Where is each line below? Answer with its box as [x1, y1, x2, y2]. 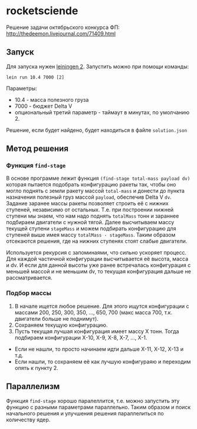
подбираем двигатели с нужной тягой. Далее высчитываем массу [6, 219, 175, 226]
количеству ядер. [6, 416, 51, 423]
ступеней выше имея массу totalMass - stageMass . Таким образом [6, 231, 176, 238]
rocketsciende [6, 4, 78, 18]
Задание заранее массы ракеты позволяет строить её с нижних [6, 200, 169, 207]
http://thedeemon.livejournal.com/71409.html [6, 30, 116, 37]
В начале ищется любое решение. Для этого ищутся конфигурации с [14, 302, 190, 309]
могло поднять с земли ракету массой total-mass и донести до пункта [6, 188, 185, 195]
